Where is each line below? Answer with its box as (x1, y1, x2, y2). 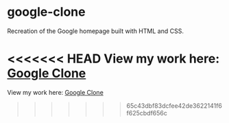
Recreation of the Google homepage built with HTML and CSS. (7, 27, 184, 35)
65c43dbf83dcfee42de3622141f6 (126, 101, 223, 110)
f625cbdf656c (126, 109, 168, 117)
